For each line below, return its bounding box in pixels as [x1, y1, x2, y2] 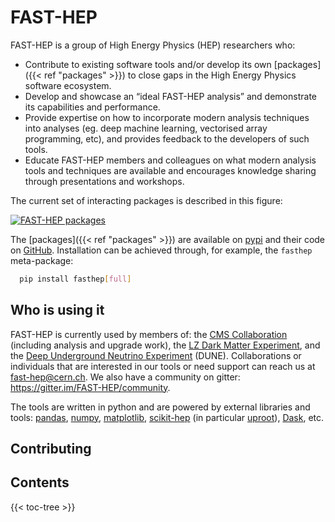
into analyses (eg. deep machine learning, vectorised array [24, 122, 268, 134]
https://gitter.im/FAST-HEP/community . [10, 381, 171, 393]
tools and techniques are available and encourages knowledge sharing [24, 164, 317, 176]
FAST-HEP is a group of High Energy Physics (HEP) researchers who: [10, 39, 296, 51]
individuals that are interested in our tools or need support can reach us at [10, 360, 316, 372]
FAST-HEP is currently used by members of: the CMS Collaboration [10, 328, 288, 340]
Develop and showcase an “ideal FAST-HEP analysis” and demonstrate [24, 90, 317, 102]
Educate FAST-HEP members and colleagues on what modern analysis [24, 154, 317, 166]
